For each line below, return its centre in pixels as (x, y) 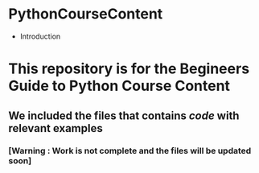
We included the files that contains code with (124, 115)
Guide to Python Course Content (119, 86)
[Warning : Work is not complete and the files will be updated (130, 151)
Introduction (40, 36)
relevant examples (55, 128)
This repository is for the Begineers (129, 69)
